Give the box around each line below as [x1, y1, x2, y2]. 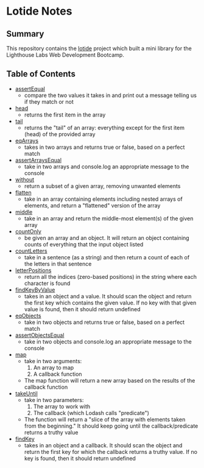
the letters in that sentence [24, 260, 92, 267]
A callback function [33, 370, 82, 378]
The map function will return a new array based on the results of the [24, 376, 195, 384]
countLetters [15, 247, 47, 254]
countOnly [15, 228, 41, 235]
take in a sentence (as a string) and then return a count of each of [24, 253, 190, 261]
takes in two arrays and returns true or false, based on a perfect [24, 143, 185, 151]
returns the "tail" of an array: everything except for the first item [24, 124, 185, 131]
